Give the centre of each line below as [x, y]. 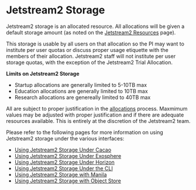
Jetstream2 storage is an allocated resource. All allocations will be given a [95, 26]
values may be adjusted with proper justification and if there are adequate [95, 115]
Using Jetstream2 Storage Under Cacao [63, 150]
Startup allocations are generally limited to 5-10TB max [81, 85]
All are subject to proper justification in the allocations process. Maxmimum [97, 108]
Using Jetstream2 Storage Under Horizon [65, 162]
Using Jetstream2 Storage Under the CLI [63, 168]
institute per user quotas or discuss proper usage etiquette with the [87, 50]
